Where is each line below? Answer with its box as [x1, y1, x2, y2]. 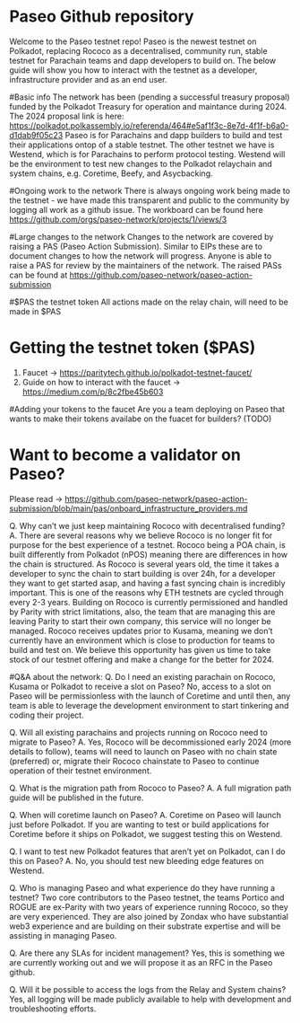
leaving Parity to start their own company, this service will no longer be [9, 615, 271, 626]
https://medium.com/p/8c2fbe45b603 [21, 386, 164, 397]
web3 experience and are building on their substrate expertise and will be [9, 921, 281, 931]
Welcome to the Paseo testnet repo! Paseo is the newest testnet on [9, 36, 257, 47]
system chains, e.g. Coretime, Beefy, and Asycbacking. [9, 168, 213, 179]
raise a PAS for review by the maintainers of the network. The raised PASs [9, 260, 282, 270]
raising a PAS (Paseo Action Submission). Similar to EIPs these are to [9, 241, 262, 251]
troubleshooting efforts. [9, 1003, 97, 1014]
